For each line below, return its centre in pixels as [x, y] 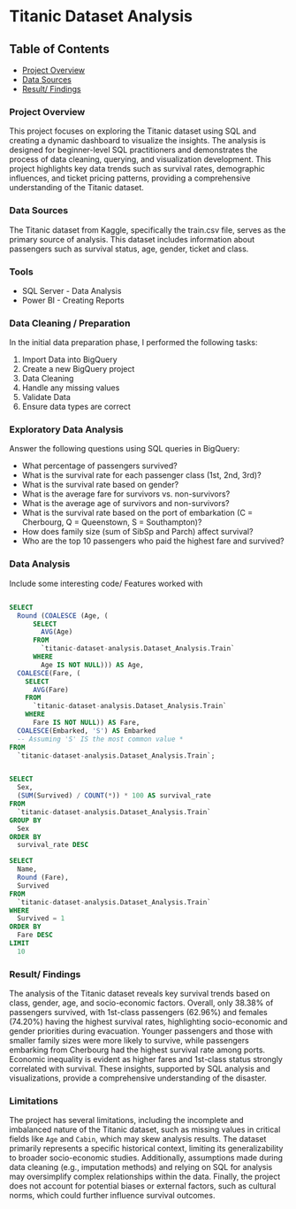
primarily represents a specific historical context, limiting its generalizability [146, 1149]
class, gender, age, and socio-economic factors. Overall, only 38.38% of [141, 1003]
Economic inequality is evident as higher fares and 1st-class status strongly [146, 1059]
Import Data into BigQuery [69, 359]
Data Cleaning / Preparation [70, 323]
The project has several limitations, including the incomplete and [127, 1120]
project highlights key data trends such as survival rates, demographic [137, 169]
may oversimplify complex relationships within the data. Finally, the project [145, 1177]
